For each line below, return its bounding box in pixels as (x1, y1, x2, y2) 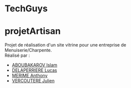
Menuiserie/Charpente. (4, 47, 52, 53)
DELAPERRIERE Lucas (11, 67, 58, 73)
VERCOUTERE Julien (11, 78, 55, 84)
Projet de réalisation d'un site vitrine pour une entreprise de (4, 42, 127, 48)
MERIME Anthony (11, 73, 48, 79)
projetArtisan (4, 26, 61, 37)
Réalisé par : (4, 52, 30, 58)
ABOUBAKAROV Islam (11, 62, 58, 68)
